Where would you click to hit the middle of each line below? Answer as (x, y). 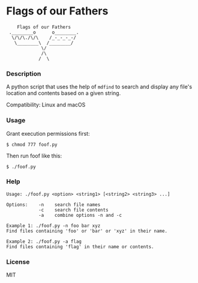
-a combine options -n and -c (80, 215)
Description (24, 73)
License (18, 261)
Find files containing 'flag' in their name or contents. (80, 247)
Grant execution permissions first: (48, 133)
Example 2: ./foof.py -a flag (44, 242)
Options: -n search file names (53, 205)
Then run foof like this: (34, 156)
